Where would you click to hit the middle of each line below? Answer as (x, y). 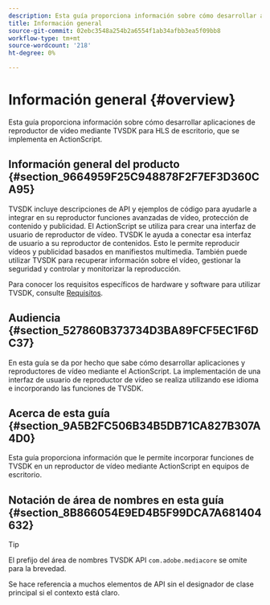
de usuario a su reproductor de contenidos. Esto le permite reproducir (124, 243)
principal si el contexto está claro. (64, 593)
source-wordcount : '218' (50, 46)
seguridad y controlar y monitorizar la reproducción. (94, 268)
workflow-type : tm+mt (45, 38)
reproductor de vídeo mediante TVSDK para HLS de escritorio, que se (124, 130)
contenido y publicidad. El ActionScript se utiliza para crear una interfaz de (132, 226)
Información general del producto (94, 164)
